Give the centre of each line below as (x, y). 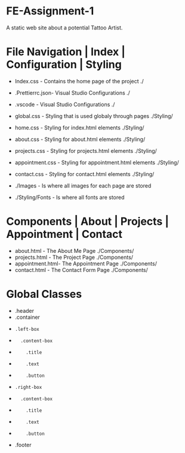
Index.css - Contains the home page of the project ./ (79, 81)
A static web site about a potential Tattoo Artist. (64, 28)
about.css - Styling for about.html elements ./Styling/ (80, 139)
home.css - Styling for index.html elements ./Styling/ (79, 128)
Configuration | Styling (64, 65)
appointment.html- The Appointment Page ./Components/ (86, 263)
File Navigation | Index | (66, 52)
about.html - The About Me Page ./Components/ (74, 250)
